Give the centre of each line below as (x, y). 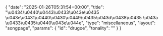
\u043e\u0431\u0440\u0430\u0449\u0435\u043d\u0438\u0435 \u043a (82, 18)
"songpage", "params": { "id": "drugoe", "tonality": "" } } (63, 28)
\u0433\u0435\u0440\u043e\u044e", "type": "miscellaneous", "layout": (80, 23)
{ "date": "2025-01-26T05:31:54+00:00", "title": (55, 7)
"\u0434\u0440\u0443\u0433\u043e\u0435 (52, 12)
